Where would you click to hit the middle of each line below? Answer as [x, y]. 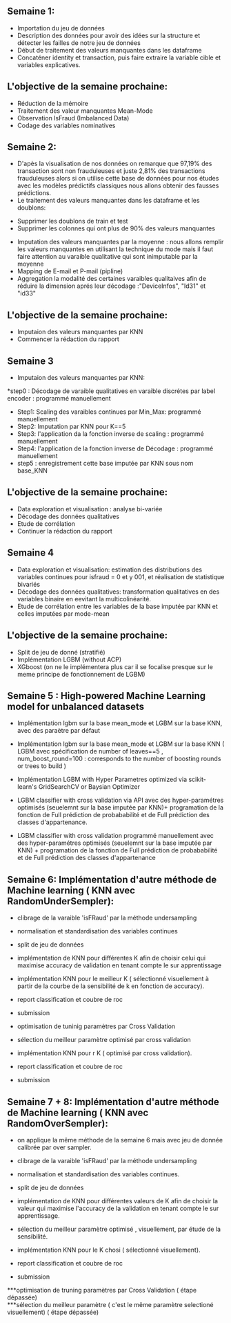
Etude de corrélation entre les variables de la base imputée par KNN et [118, 606]
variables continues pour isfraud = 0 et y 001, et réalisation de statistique [121, 576]
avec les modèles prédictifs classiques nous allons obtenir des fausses [118, 185]
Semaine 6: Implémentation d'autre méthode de [112, 879]
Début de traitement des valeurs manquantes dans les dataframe [109, 50]
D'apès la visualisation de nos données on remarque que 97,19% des [114, 164]
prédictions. [34, 193]
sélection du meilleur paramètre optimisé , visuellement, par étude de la [119, 1229]
